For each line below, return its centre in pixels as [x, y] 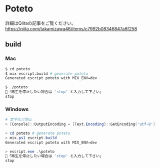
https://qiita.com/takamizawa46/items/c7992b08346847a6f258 [71, 28]
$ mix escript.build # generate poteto [47, 74]
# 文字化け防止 [19, 120]
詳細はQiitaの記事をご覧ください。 [40, 23]
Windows [17, 109]
